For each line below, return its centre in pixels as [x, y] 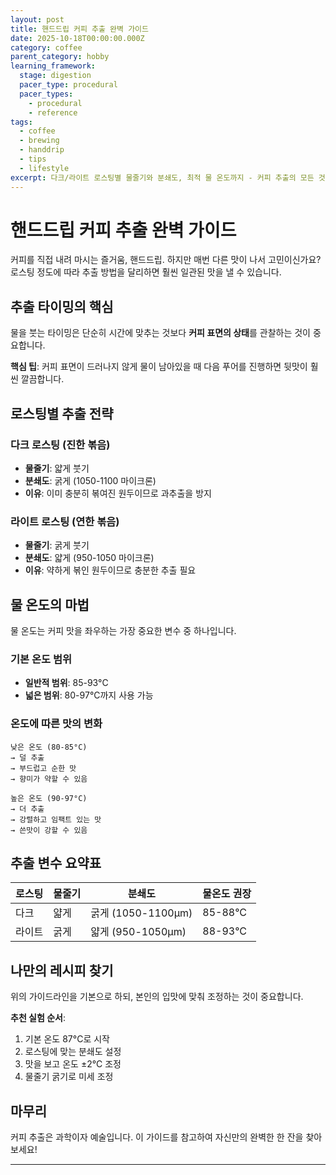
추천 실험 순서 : [38, 1018]
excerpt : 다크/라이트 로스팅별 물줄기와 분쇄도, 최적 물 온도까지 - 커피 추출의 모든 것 [168, 177]
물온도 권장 [227, 894]
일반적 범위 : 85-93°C [66, 683]
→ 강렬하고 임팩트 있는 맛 [56, 819]
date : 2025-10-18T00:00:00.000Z [77, 38]
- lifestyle [44, 168]
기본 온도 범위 [41, 659]
